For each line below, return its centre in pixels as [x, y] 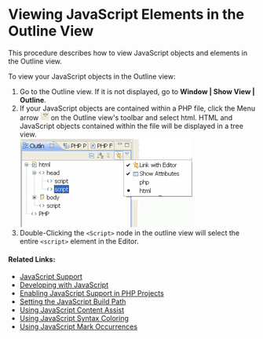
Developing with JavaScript [64, 285]
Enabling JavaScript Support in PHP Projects [92, 293]
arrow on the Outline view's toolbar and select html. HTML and [126, 117]
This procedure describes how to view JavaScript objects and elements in [128, 53]
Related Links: [32, 259]
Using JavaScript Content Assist [72, 310]
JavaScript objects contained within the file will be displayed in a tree [131, 126]
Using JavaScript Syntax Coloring [74, 319]
